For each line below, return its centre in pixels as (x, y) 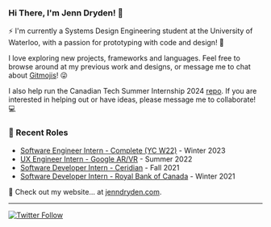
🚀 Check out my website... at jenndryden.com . (85, 191)
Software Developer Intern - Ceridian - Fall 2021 (100, 167)
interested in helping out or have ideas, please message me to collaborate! (132, 99)
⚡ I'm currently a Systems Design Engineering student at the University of (131, 31)
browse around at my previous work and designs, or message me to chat (130, 67)
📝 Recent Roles (38, 132)
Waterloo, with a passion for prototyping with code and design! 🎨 (116, 43)
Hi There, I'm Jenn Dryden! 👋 (66, 13)
